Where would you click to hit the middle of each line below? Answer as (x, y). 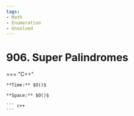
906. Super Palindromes (67, 58)
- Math (14, 17)
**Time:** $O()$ (26, 85)
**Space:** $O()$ (28, 96)
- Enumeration (24, 23)
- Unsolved (20, 28)
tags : (13, 12)
